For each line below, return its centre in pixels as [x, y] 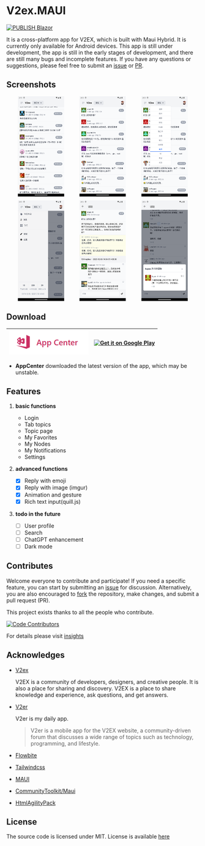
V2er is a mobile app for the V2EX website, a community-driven [111, 730]
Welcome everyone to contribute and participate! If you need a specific [96, 581]
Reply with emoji [45, 481]
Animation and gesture [53, 495]
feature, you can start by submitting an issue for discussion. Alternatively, [99, 587]
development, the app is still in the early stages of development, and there [100, 52]
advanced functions [42, 469]
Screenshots [31, 85]
